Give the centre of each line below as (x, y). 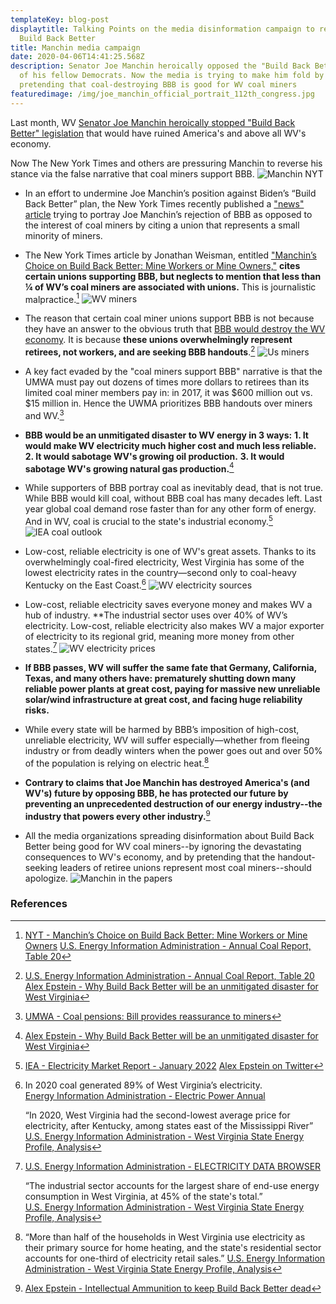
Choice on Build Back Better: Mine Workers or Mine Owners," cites (162, 265)
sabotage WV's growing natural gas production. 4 (129, 468)
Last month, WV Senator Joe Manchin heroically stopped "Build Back (153, 122)
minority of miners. (63, 235)
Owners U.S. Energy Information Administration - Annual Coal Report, (168, 945)
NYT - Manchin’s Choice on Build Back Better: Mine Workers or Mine (166, 935)
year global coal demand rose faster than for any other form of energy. (170, 509)
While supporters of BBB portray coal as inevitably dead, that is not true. (174, 488)
